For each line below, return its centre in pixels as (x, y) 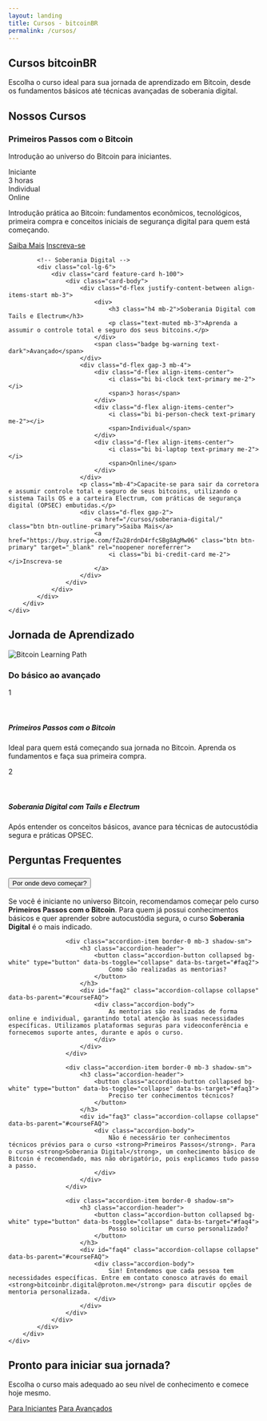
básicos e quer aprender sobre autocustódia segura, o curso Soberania (127, 918)
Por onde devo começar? (50, 883)
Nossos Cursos (47, 116)
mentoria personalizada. (50, 1292)
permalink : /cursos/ (43, 30)
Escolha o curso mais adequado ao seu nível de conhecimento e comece (129, 1385)
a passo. (23, 1165)
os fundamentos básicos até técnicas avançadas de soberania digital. (123, 91)
